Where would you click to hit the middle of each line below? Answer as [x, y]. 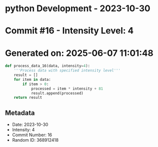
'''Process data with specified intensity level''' [67, 71]
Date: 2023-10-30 [30, 125]
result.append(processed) [57, 93]
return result [28, 98]
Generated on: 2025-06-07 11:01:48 [79, 53]
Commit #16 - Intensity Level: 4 [69, 31]
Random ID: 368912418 [35, 140]
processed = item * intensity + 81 [67, 89]
